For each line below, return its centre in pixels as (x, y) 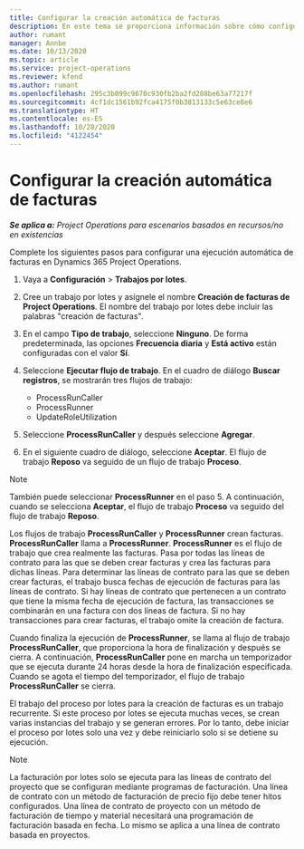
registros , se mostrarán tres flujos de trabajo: (107, 380)
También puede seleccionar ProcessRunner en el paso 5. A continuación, (147, 497)
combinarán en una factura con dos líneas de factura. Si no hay (128, 610)
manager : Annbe (38, 43)
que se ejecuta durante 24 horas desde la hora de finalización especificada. (151, 666)
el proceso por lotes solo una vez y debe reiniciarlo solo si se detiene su (144, 732)
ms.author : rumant (44, 85)
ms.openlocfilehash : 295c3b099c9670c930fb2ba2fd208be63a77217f (131, 93)
